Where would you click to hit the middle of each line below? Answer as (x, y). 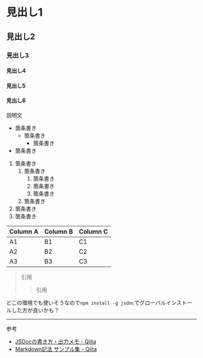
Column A (24, 231)
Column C (93, 231)
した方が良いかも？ (35, 310)
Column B (59, 231)
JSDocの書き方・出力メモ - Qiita (56, 341)
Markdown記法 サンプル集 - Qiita (56, 349)
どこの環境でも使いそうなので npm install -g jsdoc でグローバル (86, 302)
